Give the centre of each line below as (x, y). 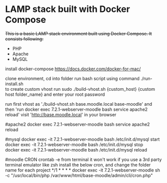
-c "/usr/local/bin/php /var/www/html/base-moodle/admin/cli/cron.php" (79, 175)
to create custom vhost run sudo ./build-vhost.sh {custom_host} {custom (80, 89)
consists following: (24, 39)
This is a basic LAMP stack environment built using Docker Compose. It (79, 33)
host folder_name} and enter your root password (55, 94)
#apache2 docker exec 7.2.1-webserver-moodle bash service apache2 (78, 124)
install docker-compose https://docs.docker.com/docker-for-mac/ (73, 69)
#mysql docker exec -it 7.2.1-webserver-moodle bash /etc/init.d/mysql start (83, 139)
